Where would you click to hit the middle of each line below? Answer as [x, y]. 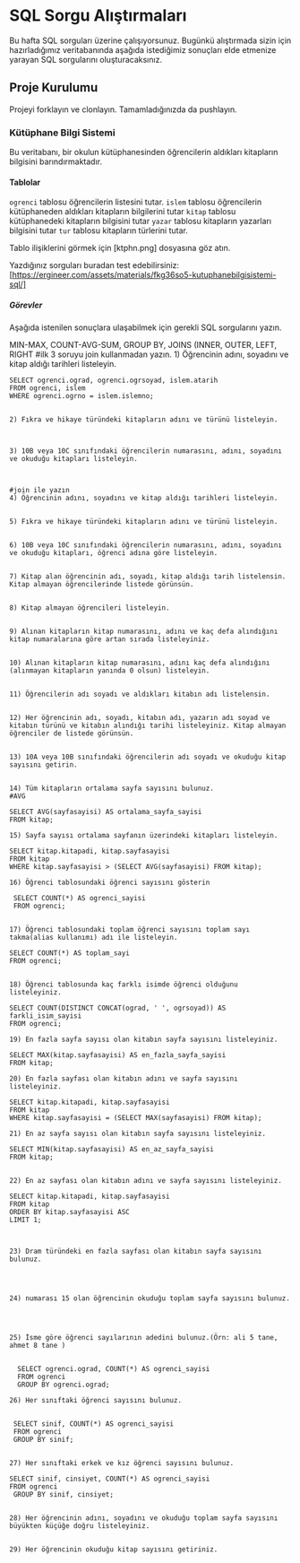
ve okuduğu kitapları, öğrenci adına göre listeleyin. [114, 553]
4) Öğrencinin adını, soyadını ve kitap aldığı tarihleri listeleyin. [144, 499]
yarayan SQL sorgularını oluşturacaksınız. [86, 59]
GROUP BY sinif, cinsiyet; [64, 1495]
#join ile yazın [39, 491]
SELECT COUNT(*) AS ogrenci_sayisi [79, 899]
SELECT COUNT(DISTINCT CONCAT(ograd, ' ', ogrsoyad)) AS [118, 1008]
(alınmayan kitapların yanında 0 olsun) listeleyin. [110, 671]
